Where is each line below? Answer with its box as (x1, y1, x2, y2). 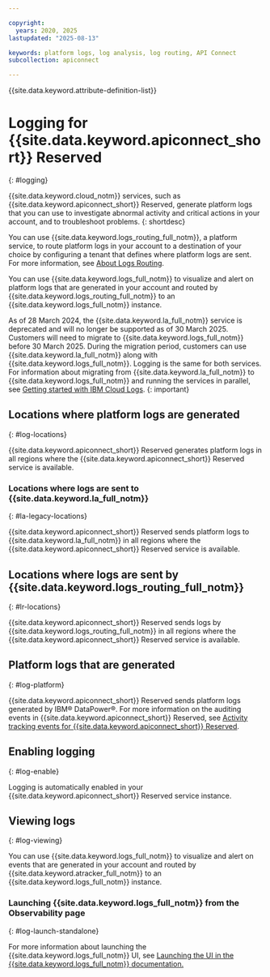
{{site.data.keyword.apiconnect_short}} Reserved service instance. (8, 791, 232, 800)
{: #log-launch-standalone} (8, 926, 99, 936)
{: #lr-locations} (8, 602, 61, 611)
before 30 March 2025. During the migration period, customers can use (8, 341, 247, 351)
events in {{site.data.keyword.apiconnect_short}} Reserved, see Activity (8, 713, 248, 722)
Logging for (8, 114, 88, 132)
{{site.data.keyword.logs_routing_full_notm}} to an (8, 291, 175, 301)
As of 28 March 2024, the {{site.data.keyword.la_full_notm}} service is (8, 315, 243, 325)
